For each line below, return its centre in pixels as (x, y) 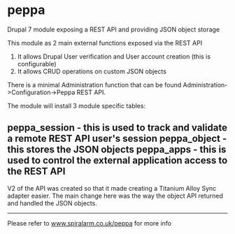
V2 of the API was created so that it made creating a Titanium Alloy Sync (112, 188)
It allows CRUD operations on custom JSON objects (92, 71)
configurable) (37, 64)
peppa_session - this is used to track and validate (117, 128)
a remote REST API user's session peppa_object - (117, 139)
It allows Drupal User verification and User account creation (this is (114, 56)
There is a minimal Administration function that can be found (94, 85)
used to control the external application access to (117, 160)
